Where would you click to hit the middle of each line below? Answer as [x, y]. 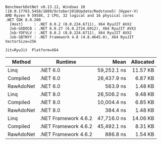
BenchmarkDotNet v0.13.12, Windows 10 [45, 7]
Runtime [66, 62]
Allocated [143, 62]
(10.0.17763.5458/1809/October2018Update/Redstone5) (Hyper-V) [72, 11]
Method [22, 62]
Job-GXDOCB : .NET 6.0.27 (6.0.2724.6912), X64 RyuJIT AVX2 [73, 29]
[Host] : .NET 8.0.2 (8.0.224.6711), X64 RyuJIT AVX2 [71, 24]
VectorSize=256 [21, 41]
